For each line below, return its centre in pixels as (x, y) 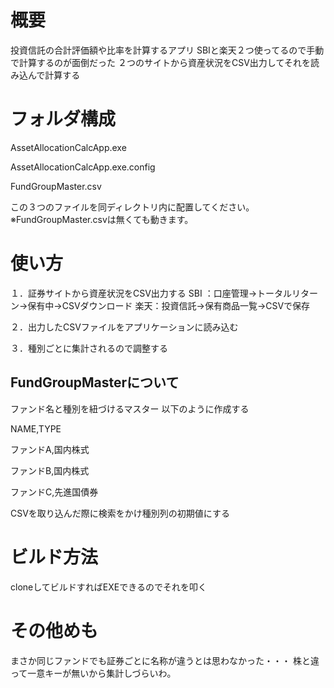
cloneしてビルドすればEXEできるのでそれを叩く (108, 587)
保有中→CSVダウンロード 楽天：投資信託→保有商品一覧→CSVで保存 (169, 305)
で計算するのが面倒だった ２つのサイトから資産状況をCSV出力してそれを (160, 62)
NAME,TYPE (36, 428)
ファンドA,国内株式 (50, 449)
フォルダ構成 (63, 119)
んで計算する (54, 75)
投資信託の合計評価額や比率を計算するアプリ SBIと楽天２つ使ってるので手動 (167, 50)
